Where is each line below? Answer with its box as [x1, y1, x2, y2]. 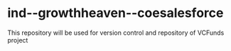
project [7, 35, 28, 44]
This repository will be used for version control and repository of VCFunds [7, 28, 225, 37]
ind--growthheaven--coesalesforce [7, 5, 224, 21]
